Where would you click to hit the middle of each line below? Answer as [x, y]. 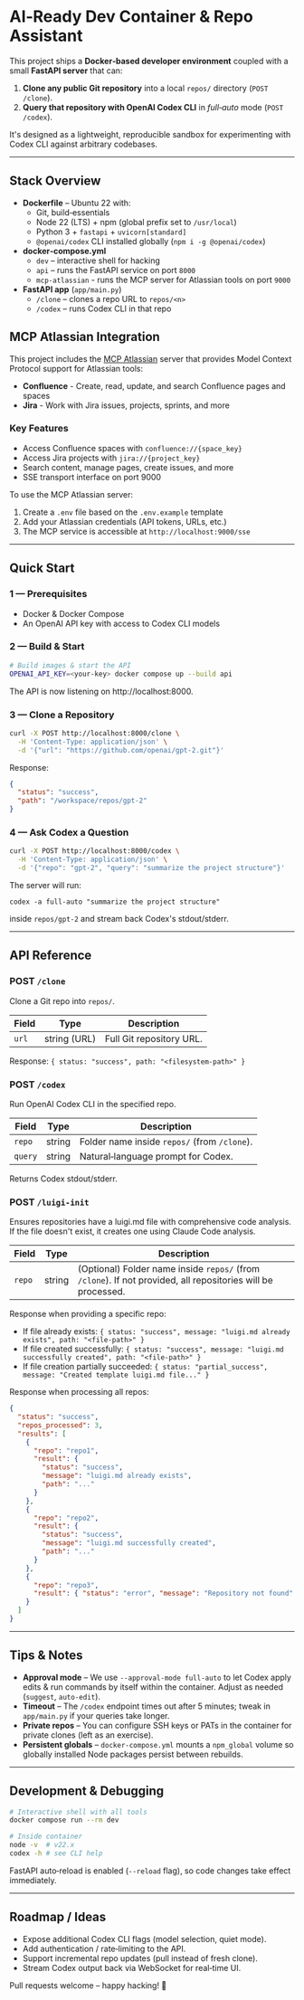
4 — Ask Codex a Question [69, 832]
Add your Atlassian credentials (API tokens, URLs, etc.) [125, 521]
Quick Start [42, 569]
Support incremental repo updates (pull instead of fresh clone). [140, 1958]
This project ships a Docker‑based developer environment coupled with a [149, 61]
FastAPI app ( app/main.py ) [72, 289]
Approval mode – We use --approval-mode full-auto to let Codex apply [157, 1677]
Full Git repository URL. [154, 1038]
